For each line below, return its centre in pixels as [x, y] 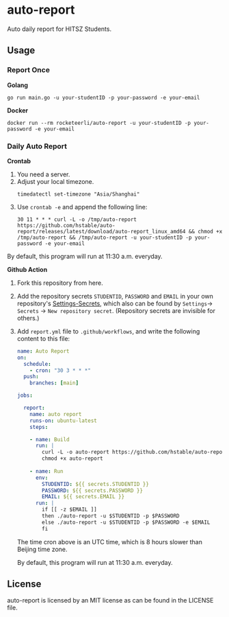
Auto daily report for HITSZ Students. [59, 29]
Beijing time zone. [42, 549]
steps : [39, 427]
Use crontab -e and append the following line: [82, 207]
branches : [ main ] [54, 383]
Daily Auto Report [37, 146]
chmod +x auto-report [73, 458]
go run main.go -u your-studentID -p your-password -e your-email [104, 97]
